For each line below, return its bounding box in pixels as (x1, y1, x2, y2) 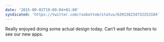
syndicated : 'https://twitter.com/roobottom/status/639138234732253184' (5, 12, 160, 17)
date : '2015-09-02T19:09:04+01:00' (5, 7, 79, 12)
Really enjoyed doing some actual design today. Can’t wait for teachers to (5, 25, 157, 31)
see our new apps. (5, 31, 43, 37)
